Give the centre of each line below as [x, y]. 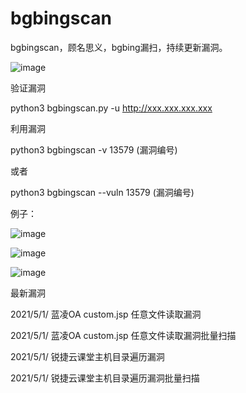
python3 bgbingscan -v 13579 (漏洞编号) [94, 149]
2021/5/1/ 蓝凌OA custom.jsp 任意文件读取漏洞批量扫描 [123, 335]
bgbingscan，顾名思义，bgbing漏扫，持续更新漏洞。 [119, 47]
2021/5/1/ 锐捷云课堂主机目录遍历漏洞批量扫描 [105, 378]
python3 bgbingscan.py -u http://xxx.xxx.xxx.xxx [111, 108]
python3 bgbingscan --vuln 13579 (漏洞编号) [102, 192]
